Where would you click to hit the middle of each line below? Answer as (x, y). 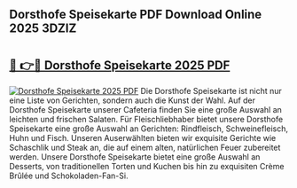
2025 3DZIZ (43, 29)
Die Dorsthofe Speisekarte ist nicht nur (211, 91)
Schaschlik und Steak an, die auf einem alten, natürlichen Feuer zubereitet (145, 147)
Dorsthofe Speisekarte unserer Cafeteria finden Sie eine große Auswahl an (145, 110)
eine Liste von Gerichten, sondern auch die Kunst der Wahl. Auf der (132, 100)
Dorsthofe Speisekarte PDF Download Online (136, 15)
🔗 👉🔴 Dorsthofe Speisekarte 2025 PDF (120, 65)
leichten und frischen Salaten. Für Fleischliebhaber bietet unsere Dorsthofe (146, 119)
